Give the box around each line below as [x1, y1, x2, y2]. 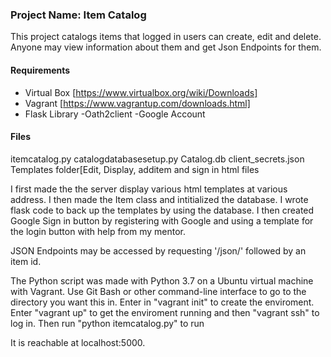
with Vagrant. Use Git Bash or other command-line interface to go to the [10, 285, 307, 297]
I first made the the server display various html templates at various [10, 183, 288, 195]
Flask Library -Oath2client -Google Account [24, 108, 206, 120]
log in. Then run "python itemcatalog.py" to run [10, 317, 205, 329]
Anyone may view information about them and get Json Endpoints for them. [10, 41, 322, 53]
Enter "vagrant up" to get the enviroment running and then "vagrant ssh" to [10, 306, 320, 318]
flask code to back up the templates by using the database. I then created [10, 204, 315, 216]
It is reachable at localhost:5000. [10, 336, 146, 348]
